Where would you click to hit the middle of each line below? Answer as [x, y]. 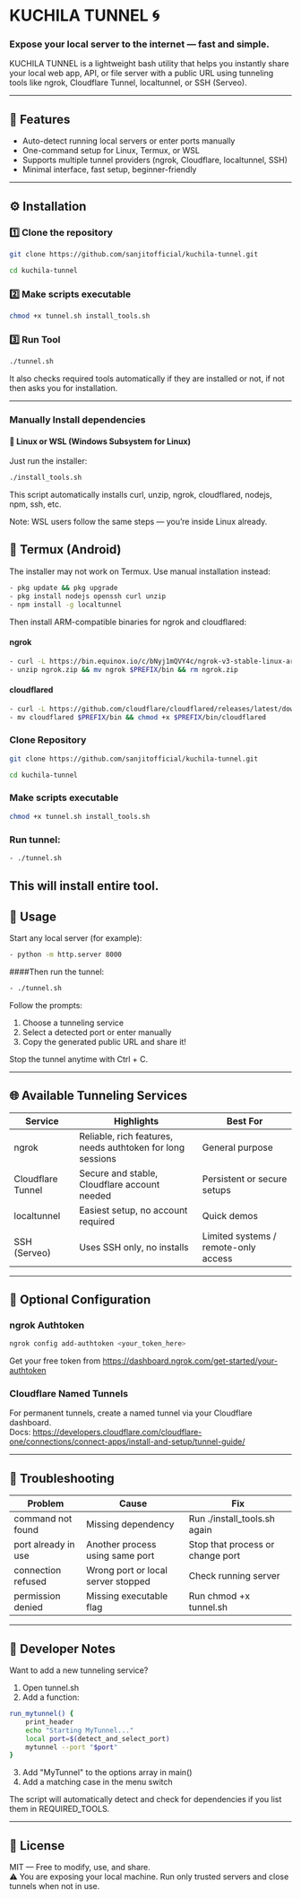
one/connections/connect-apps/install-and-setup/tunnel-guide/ [127, 1442]
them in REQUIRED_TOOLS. [60, 1809]
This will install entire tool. [84, 886]
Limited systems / [239, 1236]
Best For [245, 1120]
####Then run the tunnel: [57, 971]
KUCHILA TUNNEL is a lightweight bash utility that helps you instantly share [149, 64]
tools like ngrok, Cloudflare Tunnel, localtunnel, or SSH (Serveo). [129, 83]
